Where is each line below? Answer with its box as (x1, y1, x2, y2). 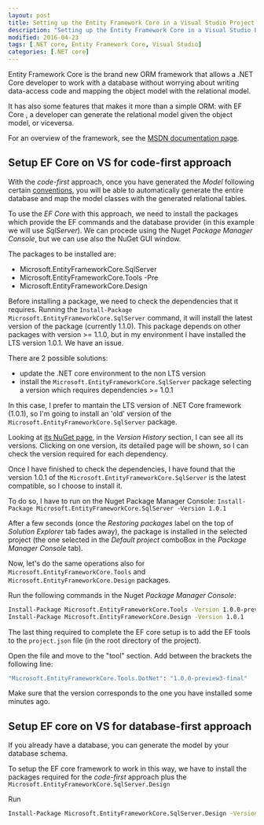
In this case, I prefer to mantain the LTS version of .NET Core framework (8, 400, 242, 409)
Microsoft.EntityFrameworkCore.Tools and (8, 566, 146, 576)
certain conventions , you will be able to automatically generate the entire (8, 185, 244, 195)
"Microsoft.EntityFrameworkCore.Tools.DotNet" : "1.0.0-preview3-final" (8, 674, 247, 682)
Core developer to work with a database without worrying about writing (8, 78, 240, 87)
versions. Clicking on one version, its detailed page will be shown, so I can (8, 441, 249, 450)
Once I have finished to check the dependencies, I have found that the (8, 464, 236, 474)
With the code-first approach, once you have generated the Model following (8, 177, 255, 186)
